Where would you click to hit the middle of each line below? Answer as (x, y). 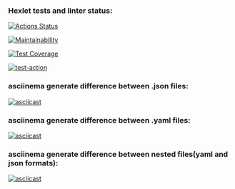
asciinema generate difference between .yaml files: (100, 120)
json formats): (33, 163)
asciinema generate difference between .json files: (98, 86)
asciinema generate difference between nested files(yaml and (118, 154)
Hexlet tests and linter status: (60, 11)
